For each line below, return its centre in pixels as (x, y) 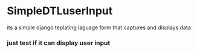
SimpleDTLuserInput (60, 11)
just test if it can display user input (59, 43)
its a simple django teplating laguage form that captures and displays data (99, 27)
